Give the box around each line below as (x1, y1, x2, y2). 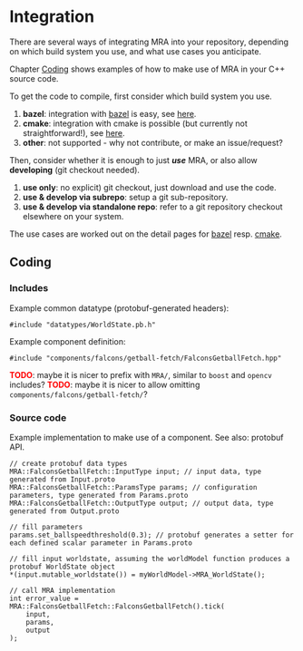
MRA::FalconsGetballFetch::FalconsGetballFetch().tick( (9, 601, 225, 611)
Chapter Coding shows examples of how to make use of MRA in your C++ (9, 63, 286, 74)
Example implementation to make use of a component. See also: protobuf (9, 432, 284, 442)
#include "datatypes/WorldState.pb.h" (9, 320, 156, 329)
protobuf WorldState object (9, 562, 116, 571)
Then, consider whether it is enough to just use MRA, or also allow (9, 154, 258, 165)
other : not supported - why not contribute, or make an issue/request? (22, 137, 283, 148)
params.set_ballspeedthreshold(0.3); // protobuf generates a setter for (9, 530, 295, 539)
